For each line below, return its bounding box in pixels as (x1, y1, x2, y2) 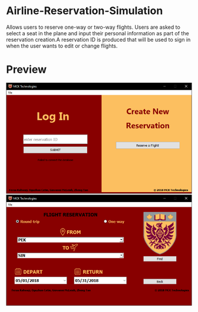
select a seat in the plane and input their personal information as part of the (6, 29, 190, 36)
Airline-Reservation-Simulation (6, 4, 163, 18)
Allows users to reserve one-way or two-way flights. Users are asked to (6, 24, 181, 31)
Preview (6, 63, 47, 76)
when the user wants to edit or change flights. (6, 42, 118, 49)
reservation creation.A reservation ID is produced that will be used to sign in (6, 36, 191, 43)
